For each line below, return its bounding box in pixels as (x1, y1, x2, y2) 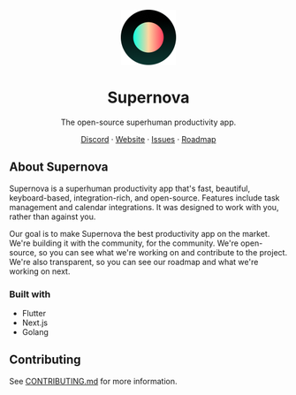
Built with (9, 288, 51, 300)
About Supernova (9, 160, 109, 175)
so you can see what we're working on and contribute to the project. (38, 247, 288, 257)
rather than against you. (9, 211, 96, 222)
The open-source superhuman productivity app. (60, 117, 237, 127)
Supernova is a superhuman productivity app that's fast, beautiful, (9, 183, 250, 194)
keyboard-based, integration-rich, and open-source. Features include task (9, 192, 280, 203)
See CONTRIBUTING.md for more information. (9, 376, 178, 386)
